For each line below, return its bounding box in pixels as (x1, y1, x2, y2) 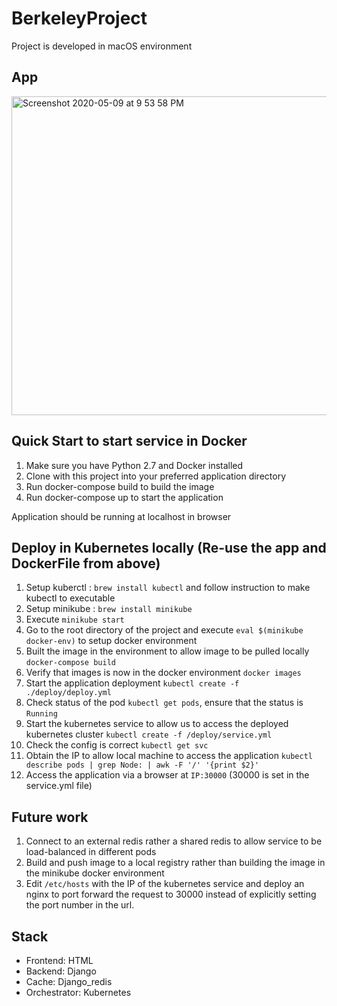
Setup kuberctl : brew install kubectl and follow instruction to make (25, 582, 311, 594)
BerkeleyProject (11, 7, 148, 30)
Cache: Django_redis (25, 976, 113, 987)
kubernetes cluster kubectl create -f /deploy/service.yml (25, 728, 273, 741)
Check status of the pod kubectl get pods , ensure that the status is (25, 697, 304, 709)
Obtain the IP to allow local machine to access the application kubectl (25, 750, 313, 762)
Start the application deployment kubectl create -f (25, 677, 240, 689)
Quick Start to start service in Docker (11, 433, 248, 450)
